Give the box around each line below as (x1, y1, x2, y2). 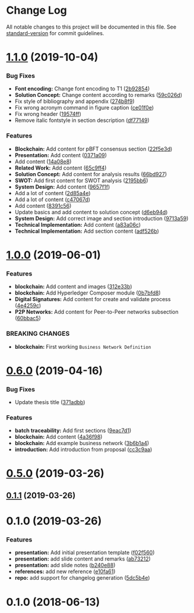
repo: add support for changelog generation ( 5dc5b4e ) (14, 574, 150, 581)
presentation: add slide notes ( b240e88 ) (14, 562, 116, 569)
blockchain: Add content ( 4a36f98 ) (14, 433, 103, 440)
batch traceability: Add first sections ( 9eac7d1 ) (14, 427, 132, 434)
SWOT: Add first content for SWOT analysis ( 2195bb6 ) (14, 177, 148, 184)
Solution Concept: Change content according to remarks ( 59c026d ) (14, 92, 183, 99)
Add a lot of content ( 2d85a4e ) (14, 189, 91, 196)
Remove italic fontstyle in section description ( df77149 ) (14, 117, 150, 124)
